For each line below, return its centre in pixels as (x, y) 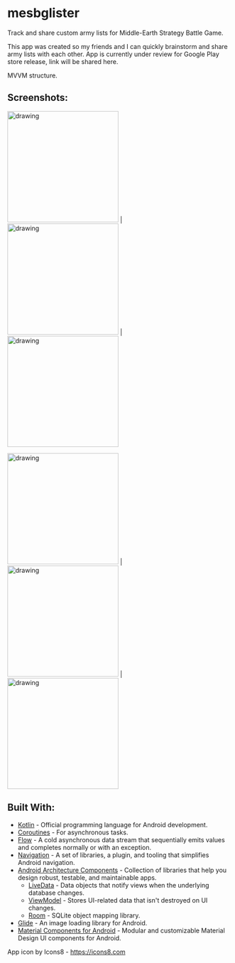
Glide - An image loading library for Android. (82, 922)
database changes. (56, 893)
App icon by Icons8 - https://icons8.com (66, 952)
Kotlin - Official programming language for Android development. (113, 824)
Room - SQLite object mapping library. (84, 915)
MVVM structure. (33, 75)
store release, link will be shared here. (63, 61)
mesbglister (44, 13)
